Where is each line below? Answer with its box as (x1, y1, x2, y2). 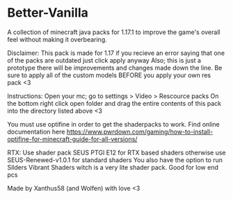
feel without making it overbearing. (7, 35, 108, 43)
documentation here (7, 127, 65, 136)
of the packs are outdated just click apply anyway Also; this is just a (7, 56, 202, 64)
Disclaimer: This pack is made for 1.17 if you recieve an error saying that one (7, 49, 225, 57)
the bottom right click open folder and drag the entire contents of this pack (7, 99, 221, 107)
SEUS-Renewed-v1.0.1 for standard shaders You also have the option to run (7, 155, 223, 164)
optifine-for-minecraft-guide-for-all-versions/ (7, 134, 138, 143)
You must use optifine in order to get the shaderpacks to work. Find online (7, 120, 220, 128)
